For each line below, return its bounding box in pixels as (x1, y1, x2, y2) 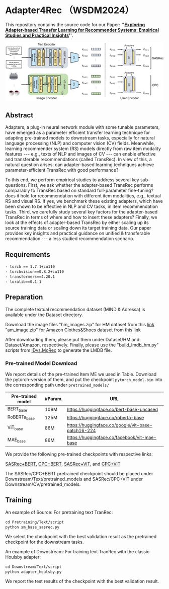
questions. (5, 182, 27, 188)
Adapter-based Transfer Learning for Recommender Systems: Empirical (5, 27, 159, 33)
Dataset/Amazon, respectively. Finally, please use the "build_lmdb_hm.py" (5, 342, 159, 348)
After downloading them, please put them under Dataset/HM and (5, 336, 140, 342)
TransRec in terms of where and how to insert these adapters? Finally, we (5, 214, 157, 220)
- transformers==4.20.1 (5, 274, 55, 279)
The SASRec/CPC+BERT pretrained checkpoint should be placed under (5, 470, 153, 476)
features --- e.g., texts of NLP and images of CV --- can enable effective (5, 151, 156, 157)
